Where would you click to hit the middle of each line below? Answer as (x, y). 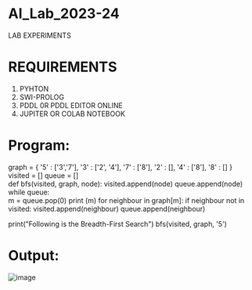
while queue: (29, 192)
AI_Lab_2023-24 (64, 14)
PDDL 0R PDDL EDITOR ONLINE (71, 105)
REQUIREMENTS (63, 67)
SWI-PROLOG (42, 97)
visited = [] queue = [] (43, 175)
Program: (39, 145)
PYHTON (34, 89)
